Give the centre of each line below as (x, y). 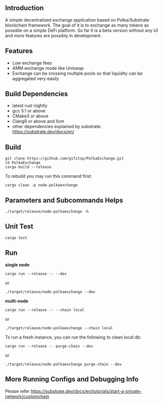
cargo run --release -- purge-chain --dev (49, 346)
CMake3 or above (30, 116)
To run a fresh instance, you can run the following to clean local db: (73, 337)
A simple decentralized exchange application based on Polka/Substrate (77, 20)
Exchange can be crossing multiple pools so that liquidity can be (77, 73)
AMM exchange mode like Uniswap (48, 68)
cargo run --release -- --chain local (45, 310)
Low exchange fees (32, 63)
